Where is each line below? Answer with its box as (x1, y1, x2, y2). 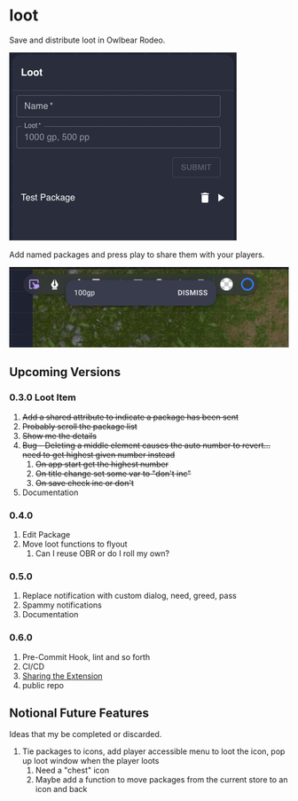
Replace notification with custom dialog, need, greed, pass (21, 591, 237, 601)
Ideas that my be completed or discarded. (9, 729, 162, 740)
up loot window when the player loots (21, 756, 160, 766)
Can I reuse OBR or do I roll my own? (35, 547, 170, 559)
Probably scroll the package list (21, 420, 137, 431)
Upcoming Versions (9, 365, 122, 380)
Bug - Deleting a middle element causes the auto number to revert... (21, 440, 271, 451)
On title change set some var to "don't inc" (35, 467, 192, 479)
